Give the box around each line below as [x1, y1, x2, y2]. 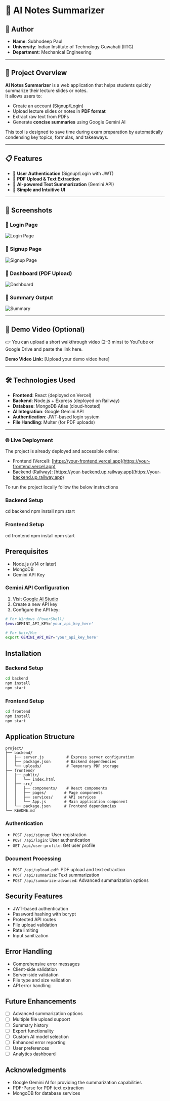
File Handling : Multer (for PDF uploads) [12, 419, 95, 425]
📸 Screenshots [5, 206, 53, 215]
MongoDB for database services [12, 1090, 80, 1096]
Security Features [5, 892, 63, 901]
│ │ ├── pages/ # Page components [5, 790, 103, 796]
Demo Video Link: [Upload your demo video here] [5, 356, 110, 362]
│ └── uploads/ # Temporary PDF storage [5, 763, 119, 769]
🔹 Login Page [5, 221, 38, 228]
